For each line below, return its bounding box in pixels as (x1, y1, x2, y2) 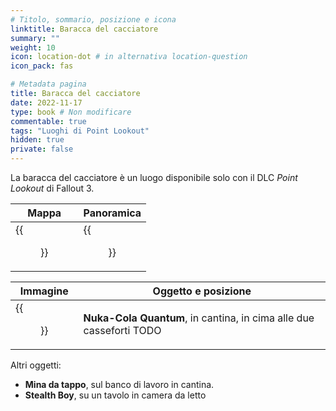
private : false (10, 144, 74, 155)
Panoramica (83, 206, 142, 220)
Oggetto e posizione (152, 284, 252, 298)
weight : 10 (10, 42, 56, 53)
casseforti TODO (83, 324, 162, 337)
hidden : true (10, 135, 65, 145)
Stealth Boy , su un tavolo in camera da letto (24, 389, 207, 401)
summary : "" (10, 33, 60, 43)
